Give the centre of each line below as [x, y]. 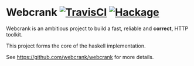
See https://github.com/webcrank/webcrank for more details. [80, 57]
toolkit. [14, 34]
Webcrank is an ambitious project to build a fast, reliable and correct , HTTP [97, 28]
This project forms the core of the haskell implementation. [76, 46]
